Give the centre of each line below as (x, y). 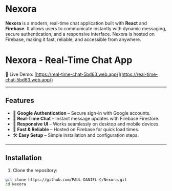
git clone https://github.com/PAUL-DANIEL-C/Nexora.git (66, 180)
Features (20, 101)
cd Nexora (16, 184)
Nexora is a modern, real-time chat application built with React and (76, 23)
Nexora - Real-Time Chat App (69, 60)
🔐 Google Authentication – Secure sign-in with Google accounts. (82, 113)
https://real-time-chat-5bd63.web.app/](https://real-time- (97, 74)
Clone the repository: (35, 170)
